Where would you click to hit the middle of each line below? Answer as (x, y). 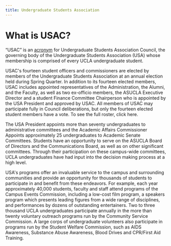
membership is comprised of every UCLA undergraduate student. (74, 61)
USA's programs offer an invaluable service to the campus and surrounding (85, 172)
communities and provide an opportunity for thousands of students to (79, 178)
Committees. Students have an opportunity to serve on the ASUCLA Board (84, 140)
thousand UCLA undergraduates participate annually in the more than (79, 211)
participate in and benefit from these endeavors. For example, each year (82, 183)
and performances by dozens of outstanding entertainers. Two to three (80, 205)
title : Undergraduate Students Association (52, 10)
